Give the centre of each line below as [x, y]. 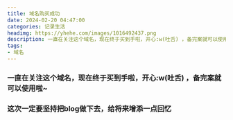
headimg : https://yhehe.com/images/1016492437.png [82, 33]
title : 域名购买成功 [34, 14]
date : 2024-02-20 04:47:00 [46, 20]
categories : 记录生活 [36, 26]
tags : [15, 46]
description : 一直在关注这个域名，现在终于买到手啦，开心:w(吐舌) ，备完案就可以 [113, 40]
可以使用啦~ [27, 88]
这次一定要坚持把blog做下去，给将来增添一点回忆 [89, 108]
